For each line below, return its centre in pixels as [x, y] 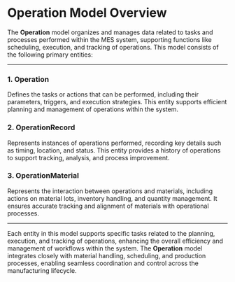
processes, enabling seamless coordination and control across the [103, 263]
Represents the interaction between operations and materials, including [110, 191]
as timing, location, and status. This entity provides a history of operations [114, 150]
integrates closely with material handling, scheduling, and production [107, 255]
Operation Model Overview [87, 13]
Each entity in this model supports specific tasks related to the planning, [111, 233]
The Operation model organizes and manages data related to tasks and [110, 32]
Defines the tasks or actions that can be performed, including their [103, 94]
